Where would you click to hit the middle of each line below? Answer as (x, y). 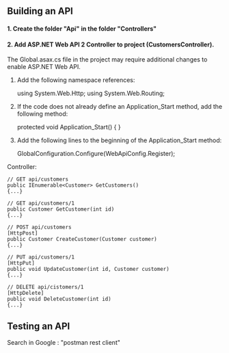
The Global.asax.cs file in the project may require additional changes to (107, 60)
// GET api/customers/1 (41, 204)
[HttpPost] (23, 233)
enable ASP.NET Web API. (44, 67)
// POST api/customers (39, 227)
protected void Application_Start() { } (69, 127)
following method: (42, 114)
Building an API (40, 11)
